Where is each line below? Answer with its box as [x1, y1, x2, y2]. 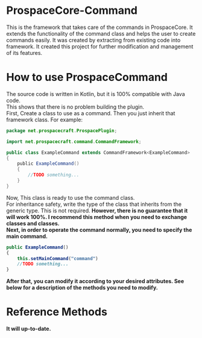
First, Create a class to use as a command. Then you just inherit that [6, 109, 175, 116]
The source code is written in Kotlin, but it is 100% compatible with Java [6, 90, 185, 97]
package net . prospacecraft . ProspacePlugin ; [6, 127, 118, 133]
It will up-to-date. [6, 325, 51, 333]
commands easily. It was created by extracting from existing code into [6, 36, 181, 43]
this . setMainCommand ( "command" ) [17, 255, 98, 261]
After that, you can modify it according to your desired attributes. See [6, 278, 185, 285]
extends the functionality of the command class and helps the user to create [6, 30, 196, 37]
